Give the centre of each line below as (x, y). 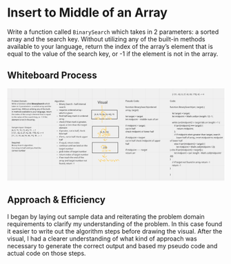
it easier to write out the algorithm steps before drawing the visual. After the (115, 231)
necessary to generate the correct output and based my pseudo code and (112, 245)
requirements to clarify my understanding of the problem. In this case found (115, 224)
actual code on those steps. (47, 253)
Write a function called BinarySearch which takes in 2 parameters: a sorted (113, 32)
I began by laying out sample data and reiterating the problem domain (106, 216)
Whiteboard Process (52, 75)
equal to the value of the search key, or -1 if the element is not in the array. (113, 54)
